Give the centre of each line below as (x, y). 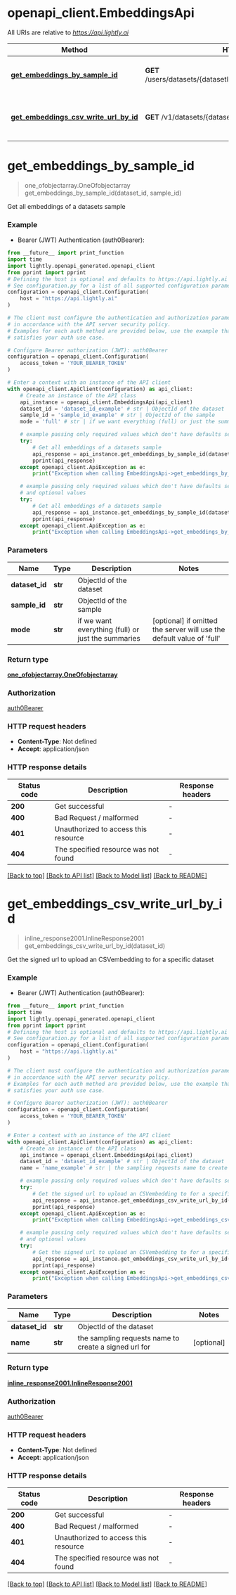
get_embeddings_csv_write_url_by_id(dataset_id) (95, 946)
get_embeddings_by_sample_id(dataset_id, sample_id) (103, 193)
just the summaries (109, 638)
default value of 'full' (186, 638)
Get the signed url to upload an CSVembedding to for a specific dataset (111, 959)
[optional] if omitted (185, 620)
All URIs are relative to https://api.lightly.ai (68, 32)
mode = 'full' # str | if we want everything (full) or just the (118, 422)
